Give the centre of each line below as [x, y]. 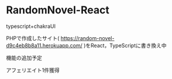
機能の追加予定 [24, 58]
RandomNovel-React [58, 10]
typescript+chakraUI [31, 26]
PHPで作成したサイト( [33, 38]
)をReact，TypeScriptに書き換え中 [125, 45]
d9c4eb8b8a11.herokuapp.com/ [44, 45]
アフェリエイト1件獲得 [33, 70]
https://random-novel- [87, 38]
